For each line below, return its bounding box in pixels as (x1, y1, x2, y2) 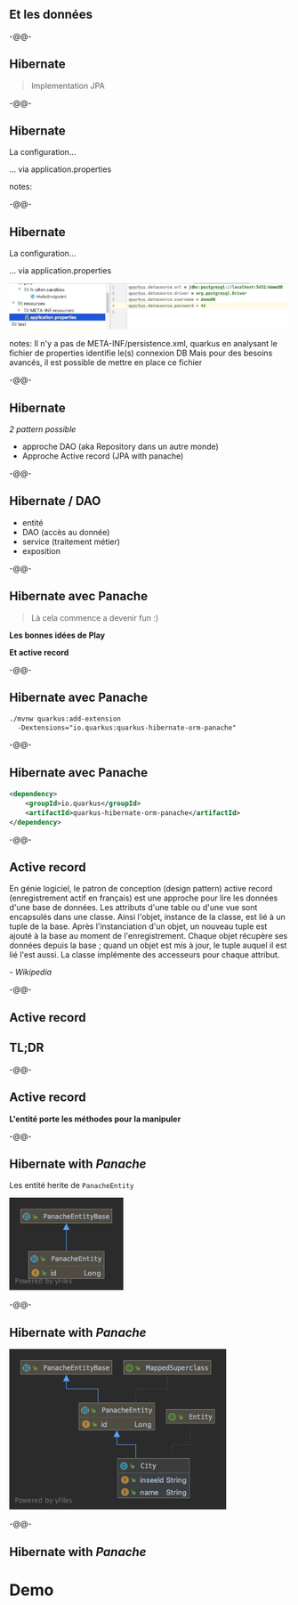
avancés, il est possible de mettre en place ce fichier (9, 357, 203, 368)
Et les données (9, 7, 93, 22)
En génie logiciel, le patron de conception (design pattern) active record (9, 884, 273, 894)
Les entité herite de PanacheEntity (9, 1180, 134, 1191)
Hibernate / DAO (9, 493, 101, 509)
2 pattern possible (9, 423, 77, 435)
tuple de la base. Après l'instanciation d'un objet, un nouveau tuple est (9, 921, 268, 932)
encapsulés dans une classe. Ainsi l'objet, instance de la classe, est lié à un (9, 912, 286, 923)
